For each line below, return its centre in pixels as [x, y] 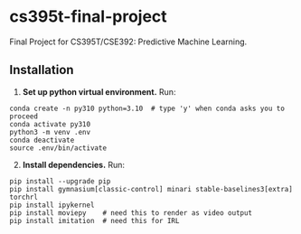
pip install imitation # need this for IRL [94, 220]
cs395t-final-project [88, 17]
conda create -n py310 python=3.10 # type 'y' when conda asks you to [147, 108]
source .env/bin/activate [58, 148]
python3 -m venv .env [50, 132]
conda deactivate [42, 140]
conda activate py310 [50, 124]
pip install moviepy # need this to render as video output [131, 213]
